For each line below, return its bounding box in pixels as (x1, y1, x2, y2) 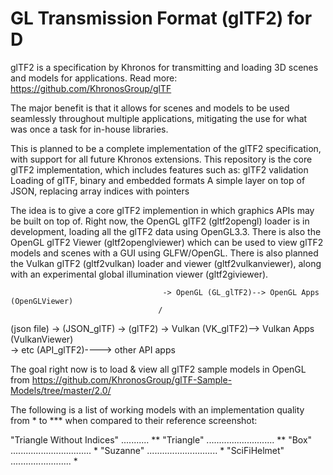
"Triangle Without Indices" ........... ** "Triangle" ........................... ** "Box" (10, 433, 313, 446)
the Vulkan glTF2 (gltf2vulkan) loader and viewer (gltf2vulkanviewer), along (10, 257, 322, 269)
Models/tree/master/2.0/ (10, 384, 112, 396)
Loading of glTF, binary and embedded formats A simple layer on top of (10, 174, 306, 186)
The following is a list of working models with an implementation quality (10, 403, 305, 416)
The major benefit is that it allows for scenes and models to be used (10, 102, 290, 114)
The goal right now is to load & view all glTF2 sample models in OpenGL (10, 363, 307, 375)
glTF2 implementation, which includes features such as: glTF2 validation (10, 163, 309, 176)
